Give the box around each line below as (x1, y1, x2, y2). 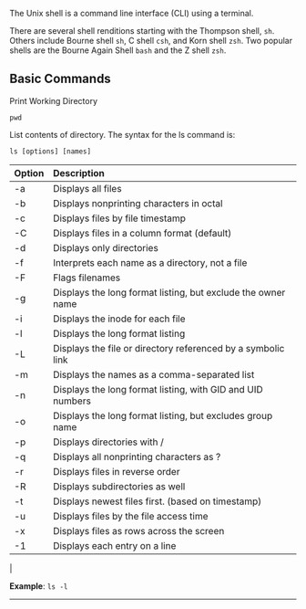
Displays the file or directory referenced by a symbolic (53, 341, 285, 354)
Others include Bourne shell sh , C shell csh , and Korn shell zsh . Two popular (9, 36, 293, 46)
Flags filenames (53, 271, 121, 284)
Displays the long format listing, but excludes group (53, 409, 273, 422)
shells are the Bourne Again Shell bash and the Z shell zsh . (9, 45, 227, 56)
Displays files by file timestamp (53, 212, 187, 225)
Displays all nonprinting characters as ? (53, 450, 221, 463)
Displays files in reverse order (53, 465, 180, 478)
